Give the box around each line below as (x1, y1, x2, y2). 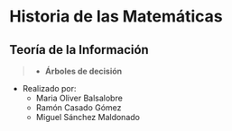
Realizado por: (22, 83, 77, 93)
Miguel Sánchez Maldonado (35, 112, 140, 122)
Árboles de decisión (44, 65, 123, 76)
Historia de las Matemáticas (9, 6, 223, 27)
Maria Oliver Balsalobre (35, 92, 124, 103)
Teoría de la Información (9, 42, 149, 57)
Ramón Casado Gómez (35, 102, 122, 113)
